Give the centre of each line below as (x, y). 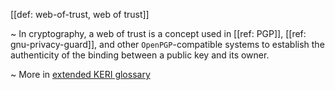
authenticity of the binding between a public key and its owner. (140, 55)
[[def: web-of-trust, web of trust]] (80, 14)
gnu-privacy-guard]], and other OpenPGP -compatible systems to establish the (167, 44)
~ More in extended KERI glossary (80, 74)
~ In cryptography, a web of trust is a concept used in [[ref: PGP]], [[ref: (158, 33)
